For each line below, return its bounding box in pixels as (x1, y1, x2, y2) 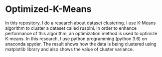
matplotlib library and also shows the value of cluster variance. (5, 46, 134, 52)
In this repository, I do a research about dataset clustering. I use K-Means (5, 20, 156, 26)
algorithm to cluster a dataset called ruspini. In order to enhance (5, 25, 137, 31)
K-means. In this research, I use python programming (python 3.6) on (5, 36, 148, 42)
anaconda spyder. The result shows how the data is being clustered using (5, 41, 157, 47)
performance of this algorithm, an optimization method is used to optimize (5, 30, 158, 36)
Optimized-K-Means (5, 3, 92, 15)
